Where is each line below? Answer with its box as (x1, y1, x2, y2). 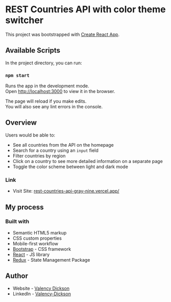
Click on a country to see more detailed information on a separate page (12, 158, 163, 164)
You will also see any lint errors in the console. (5, 104, 103, 110)
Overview (5, 119, 37, 127)
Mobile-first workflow (12, 240, 59, 246)
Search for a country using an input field (12, 147, 99, 153)
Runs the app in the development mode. (5, 83, 89, 89)
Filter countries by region (12, 152, 66, 159)
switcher (5, 14, 44, 26)
